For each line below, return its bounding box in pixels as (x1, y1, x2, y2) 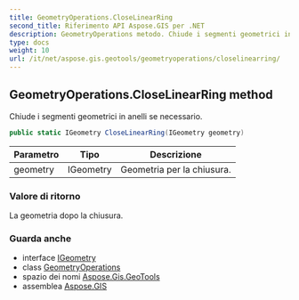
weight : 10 (9, 46, 50, 55)
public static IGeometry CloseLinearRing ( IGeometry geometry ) (9, 128, 245, 137)
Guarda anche (9, 232, 72, 245)
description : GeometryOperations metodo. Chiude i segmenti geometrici (9, 29, 280, 38)
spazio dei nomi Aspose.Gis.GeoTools (21, 272, 160, 282)
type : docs (9, 37, 50, 47)
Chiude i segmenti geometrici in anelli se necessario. (9, 110, 203, 121)
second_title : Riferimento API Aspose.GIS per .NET (9, 21, 205, 30)
